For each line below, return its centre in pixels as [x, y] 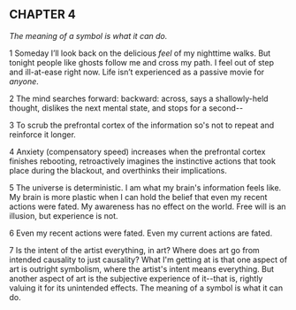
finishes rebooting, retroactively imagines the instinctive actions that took [143, 161]
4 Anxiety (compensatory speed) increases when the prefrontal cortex [137, 151]
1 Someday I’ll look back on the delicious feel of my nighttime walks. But [140, 53]
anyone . [24, 81]
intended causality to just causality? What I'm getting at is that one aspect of [148, 260]
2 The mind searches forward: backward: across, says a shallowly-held [139, 98]
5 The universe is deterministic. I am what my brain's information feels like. [145, 187]
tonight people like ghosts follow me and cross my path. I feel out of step [142, 62]
